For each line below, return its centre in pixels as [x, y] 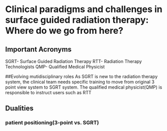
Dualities [19, 109]
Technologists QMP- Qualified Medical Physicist [55, 67]
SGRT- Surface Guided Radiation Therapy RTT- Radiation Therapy [74, 61]
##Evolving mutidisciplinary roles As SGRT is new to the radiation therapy [81, 76]
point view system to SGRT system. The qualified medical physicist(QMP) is [84, 87]
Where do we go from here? [64, 31]
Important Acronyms [38, 49]
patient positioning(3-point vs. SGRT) [52, 123]
